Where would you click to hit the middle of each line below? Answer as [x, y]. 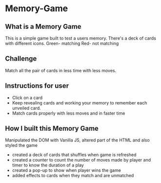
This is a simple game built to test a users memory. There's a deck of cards [80, 38]
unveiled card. [26, 108]
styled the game [21, 145]
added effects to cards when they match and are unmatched [73, 176]
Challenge [21, 59]
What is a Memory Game [43, 27]
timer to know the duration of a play [48, 165]
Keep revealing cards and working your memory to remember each [80, 102]
